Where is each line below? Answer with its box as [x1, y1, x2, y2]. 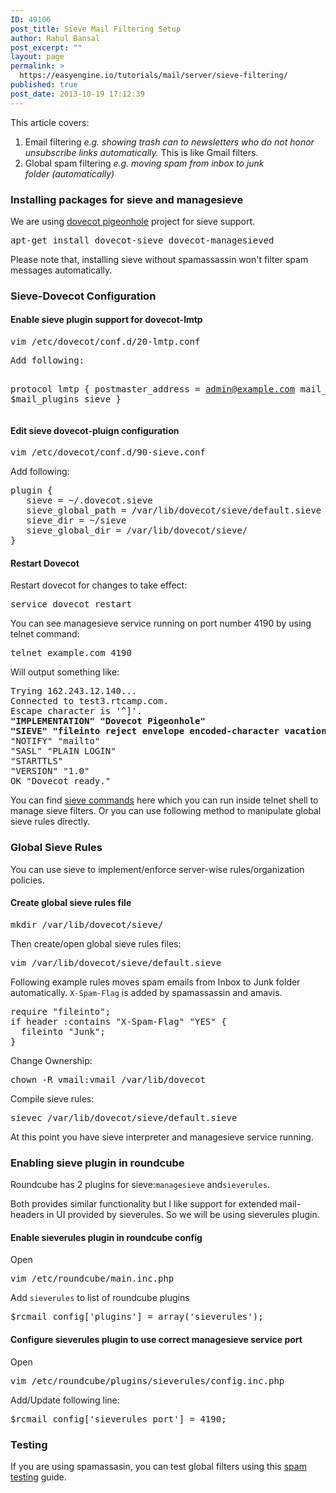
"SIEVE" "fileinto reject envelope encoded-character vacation [10, 726, 327, 737]
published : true [10, 80, 78, 90]
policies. [10, 874, 45, 886]
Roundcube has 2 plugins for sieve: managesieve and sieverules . [10, 1179, 270, 1191]
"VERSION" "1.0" [10, 766, 90, 777]
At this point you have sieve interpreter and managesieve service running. [10, 1131, 314, 1143]
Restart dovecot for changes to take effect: [10, 579, 188, 591]
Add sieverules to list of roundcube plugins [10, 1292, 190, 1304]
